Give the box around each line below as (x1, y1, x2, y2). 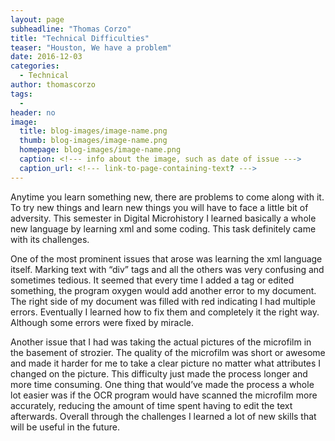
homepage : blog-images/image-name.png (19, 145, 182, 155)
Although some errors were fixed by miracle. (10, 316, 194, 328)
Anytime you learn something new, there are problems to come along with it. (10, 191, 325, 203)
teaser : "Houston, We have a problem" (10, 42, 172, 53)
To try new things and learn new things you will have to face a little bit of (10, 201, 309, 213)
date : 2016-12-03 (10, 52, 83, 62)
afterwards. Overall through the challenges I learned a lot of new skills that (10, 410, 317, 422)
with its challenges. (10, 233, 90, 245)
